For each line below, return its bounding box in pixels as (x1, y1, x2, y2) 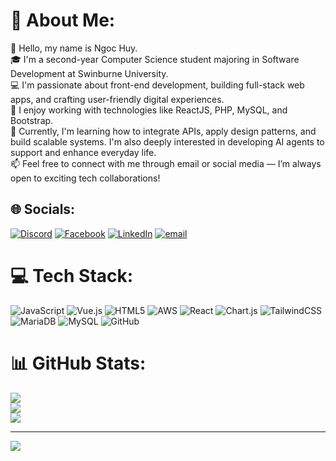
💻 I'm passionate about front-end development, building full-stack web (10, 79, 305, 91)
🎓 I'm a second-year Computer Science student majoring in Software (10, 53, 300, 65)
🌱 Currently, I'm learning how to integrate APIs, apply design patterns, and (10, 125, 317, 137)
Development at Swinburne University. (10, 67, 169, 79)
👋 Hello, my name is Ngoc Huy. (10, 42, 138, 54)
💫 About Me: (10, 9, 116, 32)
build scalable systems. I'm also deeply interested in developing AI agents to (10, 135, 325, 148)
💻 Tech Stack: (10, 264, 134, 287)
